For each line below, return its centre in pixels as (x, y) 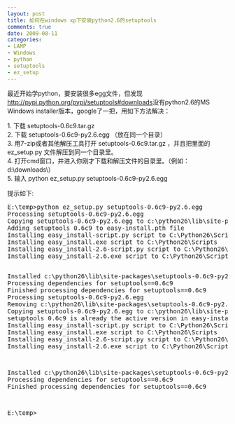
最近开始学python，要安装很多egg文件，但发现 (75, 93)
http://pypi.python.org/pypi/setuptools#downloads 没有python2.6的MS (108, 102)
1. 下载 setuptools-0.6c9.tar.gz (51, 125)
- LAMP (17, 46)
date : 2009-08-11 (33, 33)
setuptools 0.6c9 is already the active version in (98, 318)
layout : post (26, 14)
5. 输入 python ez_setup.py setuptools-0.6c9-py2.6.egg (87, 178)
